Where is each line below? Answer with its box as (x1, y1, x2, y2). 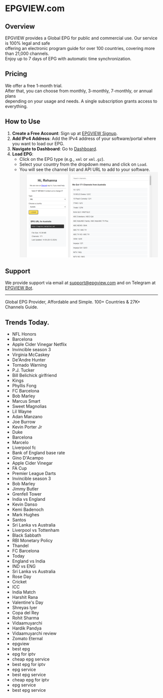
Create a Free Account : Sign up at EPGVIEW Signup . (12, 130, 118, 136)
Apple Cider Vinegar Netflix (12, 341, 67, 347)
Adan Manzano (12, 413, 43, 419)
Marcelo (12, 439, 29, 445)
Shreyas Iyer (12, 604, 37, 610)
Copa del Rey (12, 610, 39, 615)
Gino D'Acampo (12, 455, 44, 460)
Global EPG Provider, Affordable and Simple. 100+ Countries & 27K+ (5, 299, 141, 305)
